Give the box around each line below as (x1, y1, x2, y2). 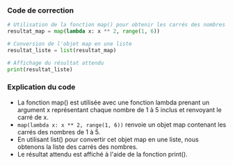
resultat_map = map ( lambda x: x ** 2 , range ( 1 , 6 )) (7, 28, 160, 35)
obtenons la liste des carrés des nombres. (17, 142, 138, 151)
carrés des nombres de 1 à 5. (17, 127, 101, 136)
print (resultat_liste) (7, 65, 73, 73)
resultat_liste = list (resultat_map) (7, 47, 117, 54)
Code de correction (7, 6, 74, 15)
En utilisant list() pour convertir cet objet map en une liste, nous (17, 135, 200, 143)
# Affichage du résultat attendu (7, 59, 104, 66)
